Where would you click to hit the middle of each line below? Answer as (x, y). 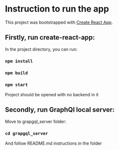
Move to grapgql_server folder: (36, 121)
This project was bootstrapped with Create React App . (59, 22)
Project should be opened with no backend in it (52, 94)
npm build (16, 73)
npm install (19, 61)
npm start (16, 85)
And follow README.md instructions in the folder (53, 143)
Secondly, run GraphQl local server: (60, 110)
